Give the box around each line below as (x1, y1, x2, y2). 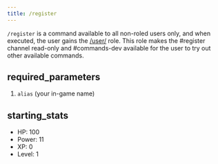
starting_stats (7, 109, 69, 121)
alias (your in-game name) (17, 89, 95, 98)
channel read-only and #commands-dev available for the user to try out (7, 44, 211, 52)
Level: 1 (17, 150, 39, 158)
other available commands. (7, 51, 84, 60)
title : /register (7, 10, 57, 17)
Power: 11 (17, 136, 44, 144)
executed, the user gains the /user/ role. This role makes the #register (7, 36, 206, 45)
